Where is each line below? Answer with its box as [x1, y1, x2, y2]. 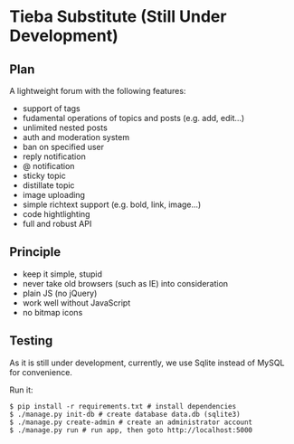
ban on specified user [22, 142, 105, 152]
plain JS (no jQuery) [22, 288, 98, 298]
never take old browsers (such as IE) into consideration [22, 278, 229, 288]
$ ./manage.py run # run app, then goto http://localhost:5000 [9, 425, 253, 435]
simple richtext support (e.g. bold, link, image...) [22, 199, 202, 210]
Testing [9, 333, 53, 349]
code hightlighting [22, 209, 90, 219]
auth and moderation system [22, 132, 129, 142]
